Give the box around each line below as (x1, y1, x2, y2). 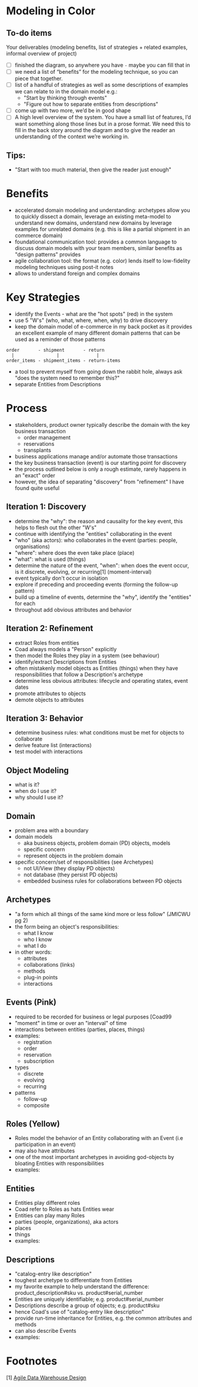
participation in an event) (14, 1141, 76, 1148)
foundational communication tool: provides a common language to (14, 238, 177, 245)
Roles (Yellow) (6, 1119, 60, 1129)
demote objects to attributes (14, 696, 84, 703)
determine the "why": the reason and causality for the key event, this (14, 517, 183, 524)
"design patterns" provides (14, 251, 81, 258)
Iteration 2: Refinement (6, 623, 94, 633)
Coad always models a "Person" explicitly (14, 645, 117, 652)
